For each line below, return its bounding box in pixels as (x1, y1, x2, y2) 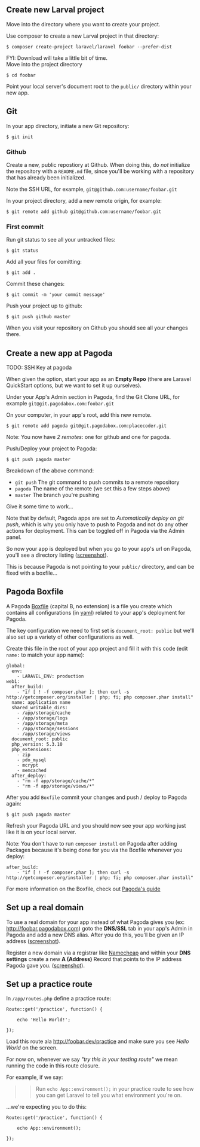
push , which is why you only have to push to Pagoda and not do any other (6, 521, 188, 528)
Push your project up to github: (6, 302, 82, 310)
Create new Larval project (6, 5, 104, 15)
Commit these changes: (6, 280, 65, 288)
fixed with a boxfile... (6, 569, 58, 576)
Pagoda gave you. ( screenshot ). (6, 962, 85, 969)
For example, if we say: (6, 1073, 63, 1081)
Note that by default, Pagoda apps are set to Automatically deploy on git (6, 514, 184, 522)
